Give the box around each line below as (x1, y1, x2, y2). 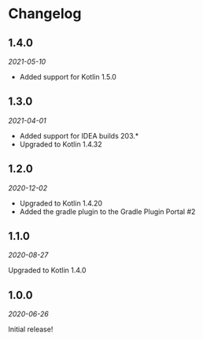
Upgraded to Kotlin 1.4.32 (19, 139, 102, 149)
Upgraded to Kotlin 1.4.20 (19, 198, 103, 208)
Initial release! (8, 324, 54, 334)
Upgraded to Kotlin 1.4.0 (8, 265, 87, 275)
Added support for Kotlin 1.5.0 (19, 72, 116, 81)
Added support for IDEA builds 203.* (19, 131, 139, 140)
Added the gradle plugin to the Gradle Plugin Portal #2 (19, 206, 196, 216)
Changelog (8, 5, 82, 23)
